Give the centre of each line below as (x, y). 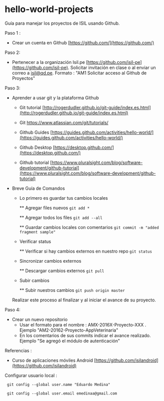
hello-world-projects (49, 9)
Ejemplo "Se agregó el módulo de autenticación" (70, 341)
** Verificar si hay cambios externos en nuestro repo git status (86, 251)
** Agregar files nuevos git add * (54, 208)
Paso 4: (13, 309)
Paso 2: (13, 52)
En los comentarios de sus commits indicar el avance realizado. (85, 335)
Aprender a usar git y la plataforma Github (55, 98)
